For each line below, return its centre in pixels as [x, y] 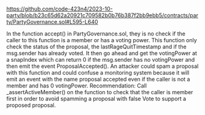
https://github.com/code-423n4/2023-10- [60, 9]
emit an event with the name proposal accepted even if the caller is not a [98, 79]
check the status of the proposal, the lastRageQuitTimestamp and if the [97, 46]
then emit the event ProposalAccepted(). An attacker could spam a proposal [102, 66]
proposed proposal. [31, 105]
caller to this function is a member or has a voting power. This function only [102, 40]
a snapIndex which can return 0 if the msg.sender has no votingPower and [101, 60]
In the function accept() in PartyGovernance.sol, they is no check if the [96, 34]
